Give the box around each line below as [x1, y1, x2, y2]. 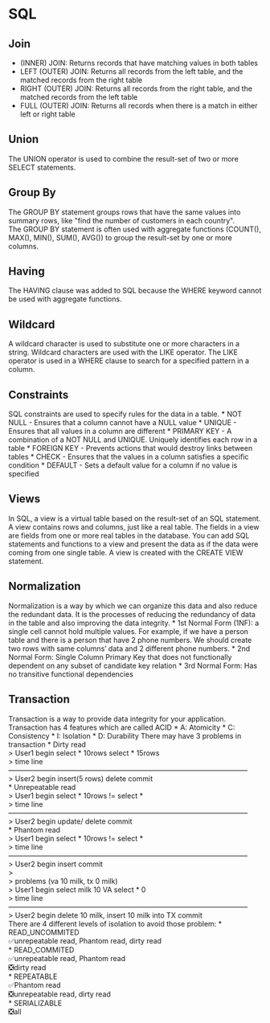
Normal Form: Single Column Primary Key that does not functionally [8, 652, 232, 661]
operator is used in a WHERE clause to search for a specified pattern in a [8, 356, 250, 366]
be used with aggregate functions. [8, 294, 122, 304]
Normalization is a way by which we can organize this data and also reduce [8, 600, 258, 611]
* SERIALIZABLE [8, 998, 63, 1008]
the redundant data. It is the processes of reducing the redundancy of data [8, 609, 256, 619]
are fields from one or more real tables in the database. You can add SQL [8, 530, 250, 540]
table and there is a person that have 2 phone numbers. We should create [8, 635, 252, 644]
